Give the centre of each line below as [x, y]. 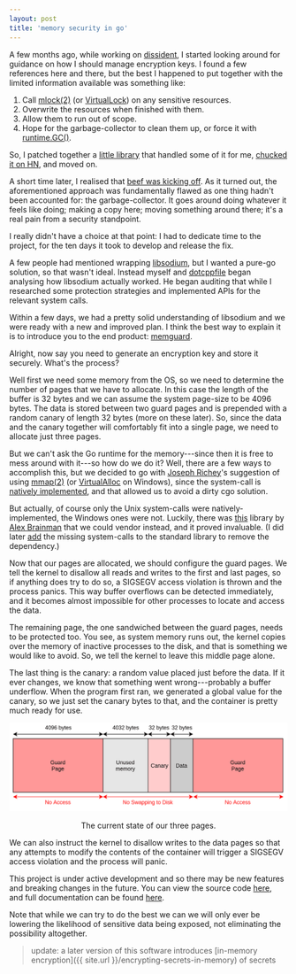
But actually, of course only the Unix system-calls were [110, 508]
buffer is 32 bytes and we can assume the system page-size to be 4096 [140, 398]
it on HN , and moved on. [53, 164]
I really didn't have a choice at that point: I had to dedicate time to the [135, 236]
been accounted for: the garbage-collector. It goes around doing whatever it [148, 200]
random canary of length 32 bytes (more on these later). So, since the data [145, 417]
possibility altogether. [49, 933]
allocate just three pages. [55, 436]
